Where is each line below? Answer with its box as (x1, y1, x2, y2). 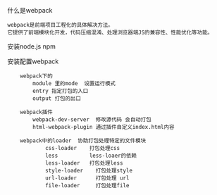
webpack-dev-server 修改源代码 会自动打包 (32, 116, 151, 123)
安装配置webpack (7, 57, 59, 65)
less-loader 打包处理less (44, 160, 123, 167)
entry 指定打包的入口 (32, 87, 89, 94)
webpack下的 (20, 73, 53, 80)
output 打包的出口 (32, 95, 81, 102)
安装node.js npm (7, 42, 56, 51)
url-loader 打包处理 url (44, 175, 130, 182)
